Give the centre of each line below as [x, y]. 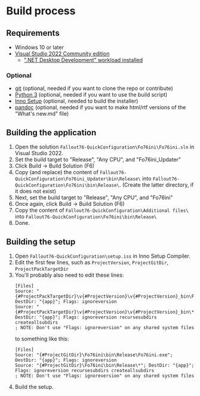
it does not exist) [36, 191]
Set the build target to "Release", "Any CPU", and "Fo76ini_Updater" [98, 160]
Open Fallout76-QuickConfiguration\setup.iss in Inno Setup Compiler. [103, 256]
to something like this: [42, 339]
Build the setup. [34, 386]
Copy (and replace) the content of [56, 172]
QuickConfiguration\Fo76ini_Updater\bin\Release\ [78, 179]
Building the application [51, 132]
